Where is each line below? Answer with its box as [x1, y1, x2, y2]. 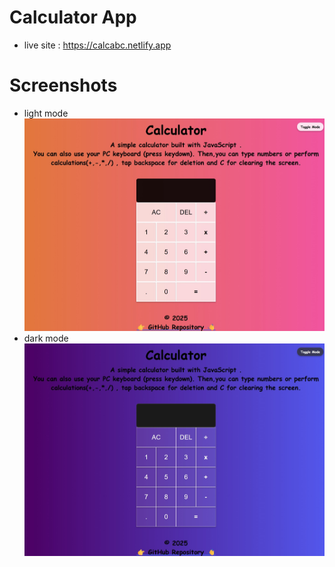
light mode [23, 107, 69, 119]
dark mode [23, 332, 69, 344]
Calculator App [9, 6, 137, 29]
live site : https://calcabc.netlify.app [23, 39, 172, 51]
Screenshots [9, 74, 118, 97]
